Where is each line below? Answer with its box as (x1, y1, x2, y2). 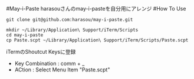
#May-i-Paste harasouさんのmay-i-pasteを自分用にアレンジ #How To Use (6, 5, 186, 12)
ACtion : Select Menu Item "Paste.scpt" (14, 66, 110, 73)
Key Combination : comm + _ (14, 60, 85, 67)
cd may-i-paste (6, 32, 44, 38)
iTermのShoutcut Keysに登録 (6, 49, 76, 55)
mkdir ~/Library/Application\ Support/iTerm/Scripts (6, 27, 139, 33)
